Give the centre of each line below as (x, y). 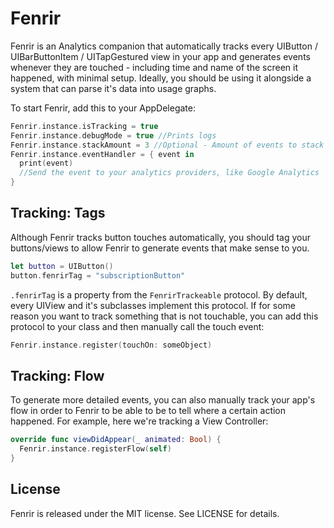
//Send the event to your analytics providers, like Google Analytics (169, 173)
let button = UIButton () (62, 266)
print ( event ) (46, 163)
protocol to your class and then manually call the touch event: (137, 326)
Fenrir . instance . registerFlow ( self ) (95, 449)
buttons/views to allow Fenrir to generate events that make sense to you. (160, 248)
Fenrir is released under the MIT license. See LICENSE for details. (145, 513)
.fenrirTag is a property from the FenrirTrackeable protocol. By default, (159, 294)
